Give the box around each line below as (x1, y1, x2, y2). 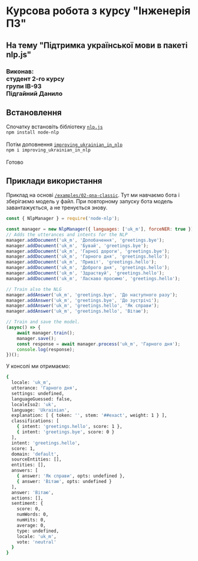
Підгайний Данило (6, 89, 63, 98)
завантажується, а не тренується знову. (6, 204, 108, 211)
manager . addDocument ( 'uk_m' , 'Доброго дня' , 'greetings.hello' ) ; (6, 265, 170, 271)
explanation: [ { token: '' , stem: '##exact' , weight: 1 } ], (11, 413, 167, 419)
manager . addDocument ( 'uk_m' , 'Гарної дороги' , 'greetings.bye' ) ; (6, 248, 170, 254)
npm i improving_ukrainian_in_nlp (6, 147, 91, 153)
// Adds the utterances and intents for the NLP (6, 232, 128, 238)
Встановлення (6, 108, 62, 118)
